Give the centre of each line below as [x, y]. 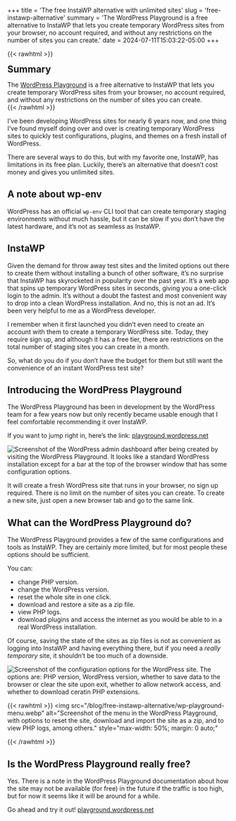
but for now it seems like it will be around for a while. [84, 796]
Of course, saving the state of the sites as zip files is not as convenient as [114, 641]
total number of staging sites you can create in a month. [88, 347]
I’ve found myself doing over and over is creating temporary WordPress [111, 128]
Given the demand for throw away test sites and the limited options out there [118, 265]
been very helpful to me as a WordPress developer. [82, 311]
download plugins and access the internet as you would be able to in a [120, 620]
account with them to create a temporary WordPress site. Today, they [108, 332]
